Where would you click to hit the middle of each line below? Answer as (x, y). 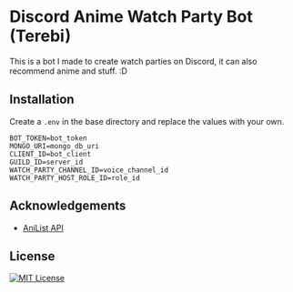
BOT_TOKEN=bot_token (49, 138)
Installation (42, 100)
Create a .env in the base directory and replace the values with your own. (147, 121)
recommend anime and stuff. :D (68, 71)
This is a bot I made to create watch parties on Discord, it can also (133, 61)
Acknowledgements (68, 206)
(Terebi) (40, 36)
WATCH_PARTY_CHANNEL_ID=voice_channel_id (89, 170)
